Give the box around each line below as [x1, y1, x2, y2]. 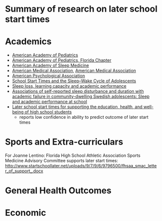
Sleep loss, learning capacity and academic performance [12, 83, 127, 89]
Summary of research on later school [5, 3, 158, 15]
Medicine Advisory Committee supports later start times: [5, 158, 118, 164]
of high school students [24, 109, 72, 115]
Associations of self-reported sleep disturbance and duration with [12, 89, 144, 94]
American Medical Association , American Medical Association [12, 68, 136, 74]
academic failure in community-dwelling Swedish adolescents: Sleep [12, 93, 150, 99]
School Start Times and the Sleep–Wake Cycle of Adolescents [12, 78, 136, 84]
